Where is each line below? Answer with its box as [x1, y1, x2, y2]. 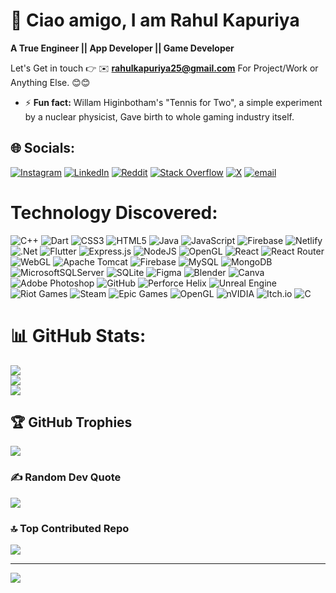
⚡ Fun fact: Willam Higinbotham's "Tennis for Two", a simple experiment [24, 96, 323, 108]
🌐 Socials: [10, 140, 76, 157]
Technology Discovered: [10, 201, 218, 224]
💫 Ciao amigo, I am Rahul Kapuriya [10, 9, 300, 32]
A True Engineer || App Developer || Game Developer [10, 42, 235, 54]
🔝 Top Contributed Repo [10, 521, 130, 535]
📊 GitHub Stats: [10, 324, 147, 347]
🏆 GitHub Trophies [10, 414, 133, 431]
